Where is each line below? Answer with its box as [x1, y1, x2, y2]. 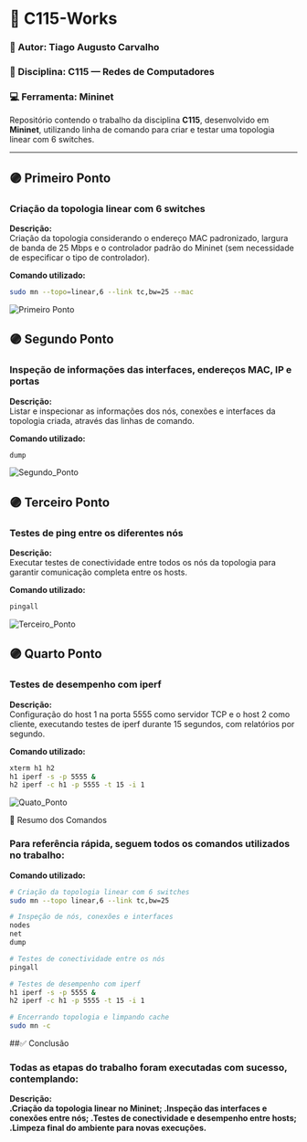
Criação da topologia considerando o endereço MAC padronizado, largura [9, 233, 289, 244]
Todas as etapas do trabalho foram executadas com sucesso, [9, 1061, 288, 1073]
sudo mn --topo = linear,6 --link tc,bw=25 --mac [9, 288, 195, 297]
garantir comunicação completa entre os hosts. [9, 566, 187, 578]
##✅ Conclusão [9, 1038, 69, 1049]
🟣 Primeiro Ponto [9, 170, 111, 185]
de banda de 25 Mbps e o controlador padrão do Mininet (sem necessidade [9, 242, 294, 254]
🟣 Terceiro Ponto [9, 494, 111, 510]
